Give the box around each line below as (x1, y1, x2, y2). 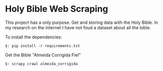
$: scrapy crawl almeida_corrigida (5, 61, 78, 66)
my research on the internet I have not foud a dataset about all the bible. (5, 24, 151, 30)
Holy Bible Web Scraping (5, 3, 109, 15)
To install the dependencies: (5, 34, 62, 40)
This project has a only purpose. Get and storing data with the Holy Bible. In (5, 19, 158, 25)
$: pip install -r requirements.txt (5, 43, 80, 48)
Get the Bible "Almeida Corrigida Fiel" (5, 52, 81, 58)
